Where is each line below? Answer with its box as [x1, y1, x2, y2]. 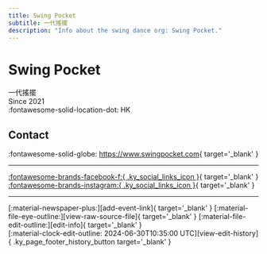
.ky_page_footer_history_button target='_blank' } [13, 237, 172, 247]
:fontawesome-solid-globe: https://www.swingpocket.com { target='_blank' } [8, 149, 259, 159]
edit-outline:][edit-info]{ [8, 220, 87, 230]
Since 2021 [8, 97, 45, 106]
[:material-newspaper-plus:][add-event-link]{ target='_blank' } [8, 203, 213, 213]
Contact [8, 128, 49, 141]
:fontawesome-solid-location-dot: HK [8, 105, 131, 115]
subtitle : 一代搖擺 [8, 19, 68, 27]
